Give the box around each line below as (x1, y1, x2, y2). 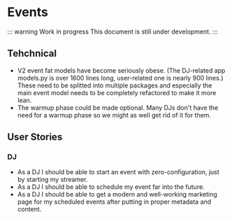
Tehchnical (7, 48, 57, 59)
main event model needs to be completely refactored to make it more (17, 88, 217, 97)
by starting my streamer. (17, 176, 88, 184)
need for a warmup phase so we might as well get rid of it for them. (17, 111, 212, 119)
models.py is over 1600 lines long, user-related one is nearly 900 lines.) (17, 73, 224, 82)
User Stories (7, 131, 63, 143)
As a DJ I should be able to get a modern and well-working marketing (17, 190, 218, 199)
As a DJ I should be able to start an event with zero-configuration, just (17, 168, 220, 176)
